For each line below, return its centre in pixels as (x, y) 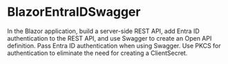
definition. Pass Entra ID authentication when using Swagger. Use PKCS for (114, 45)
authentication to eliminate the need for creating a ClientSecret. (97, 53)
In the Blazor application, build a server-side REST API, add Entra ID (103, 31)
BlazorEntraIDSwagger (74, 12)
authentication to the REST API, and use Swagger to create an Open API (110, 38)
